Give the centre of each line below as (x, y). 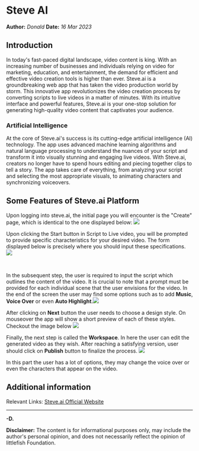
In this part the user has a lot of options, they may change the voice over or (98, 362)
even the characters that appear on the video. (62, 369)
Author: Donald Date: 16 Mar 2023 (49, 27)
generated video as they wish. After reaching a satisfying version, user (92, 344)
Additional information (49, 387)
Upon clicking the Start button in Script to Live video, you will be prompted (97, 234)
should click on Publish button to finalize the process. (72, 351)
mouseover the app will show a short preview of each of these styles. (91, 319)
